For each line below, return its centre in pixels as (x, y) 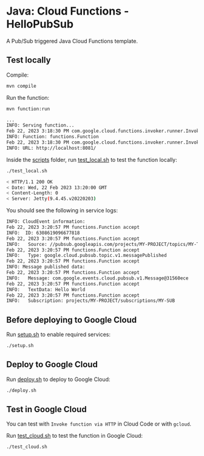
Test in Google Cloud (46, 409)
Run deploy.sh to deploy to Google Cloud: (58, 379)
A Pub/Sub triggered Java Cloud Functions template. (72, 41)
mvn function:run (28, 109)
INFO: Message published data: (46, 267)
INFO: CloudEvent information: (46, 222)
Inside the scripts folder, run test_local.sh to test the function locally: (92, 160)
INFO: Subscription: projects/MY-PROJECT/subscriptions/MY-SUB (90, 301)
